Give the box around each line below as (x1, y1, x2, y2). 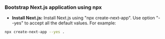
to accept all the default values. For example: (24, 20, 116, 26)
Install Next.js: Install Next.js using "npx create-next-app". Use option (11, 15, 156, 21)
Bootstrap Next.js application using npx (4, 4, 102, 11)
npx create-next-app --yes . (4, 30, 65, 35)
